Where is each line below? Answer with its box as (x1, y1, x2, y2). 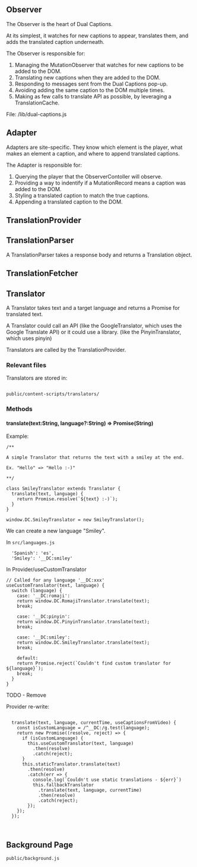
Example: (6, 433, 29, 440)
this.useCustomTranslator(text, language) (27, 741, 134, 747)
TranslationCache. (14, 99, 60, 106)
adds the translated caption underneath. (6, 38, 105, 45)
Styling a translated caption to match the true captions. (14, 192, 150, 199)
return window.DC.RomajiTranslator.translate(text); (17, 598, 150, 604)
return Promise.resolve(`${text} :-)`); (17, 496, 118, 502)
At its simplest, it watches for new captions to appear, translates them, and (6, 32, 189, 39)
